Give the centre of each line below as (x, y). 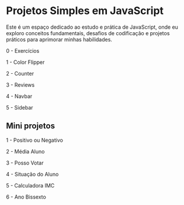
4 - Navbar (19, 96)
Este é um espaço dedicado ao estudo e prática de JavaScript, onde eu (92, 27)
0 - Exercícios (23, 50)
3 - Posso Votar (25, 163)
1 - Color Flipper (25, 62)
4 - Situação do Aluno (32, 174)
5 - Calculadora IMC (30, 185)
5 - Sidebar (20, 107)
